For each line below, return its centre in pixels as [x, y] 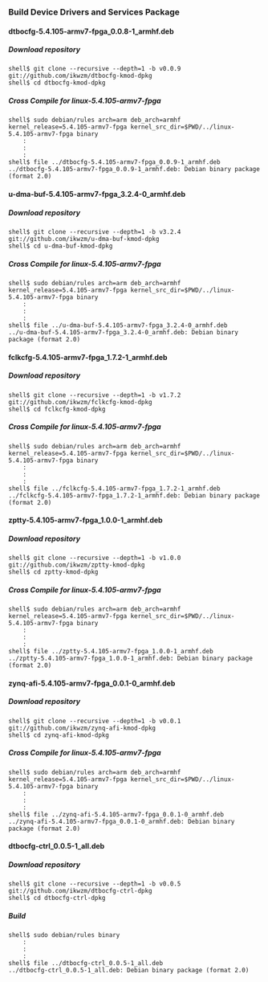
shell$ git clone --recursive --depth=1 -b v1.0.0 [95, 558]
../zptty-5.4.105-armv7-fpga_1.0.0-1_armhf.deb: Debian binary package [130, 659]
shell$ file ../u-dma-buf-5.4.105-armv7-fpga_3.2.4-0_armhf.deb [118, 325]
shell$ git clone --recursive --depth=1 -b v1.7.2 [95, 395]
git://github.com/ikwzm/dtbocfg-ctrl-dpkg [80, 891]
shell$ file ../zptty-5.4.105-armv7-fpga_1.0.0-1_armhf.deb [111, 652]
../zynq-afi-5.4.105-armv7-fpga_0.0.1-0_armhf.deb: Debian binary [122, 821]
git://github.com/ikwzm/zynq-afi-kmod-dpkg [82, 728]
